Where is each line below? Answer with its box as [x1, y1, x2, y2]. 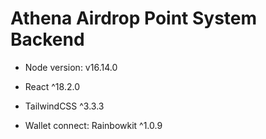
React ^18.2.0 [24, 80, 80, 92]
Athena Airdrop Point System [10, 7, 258, 30]
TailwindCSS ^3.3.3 [24, 100, 105, 112]
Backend [10, 28, 85, 51]
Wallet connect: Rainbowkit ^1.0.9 [24, 119, 163, 131]
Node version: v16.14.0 [24, 61, 118, 73]
